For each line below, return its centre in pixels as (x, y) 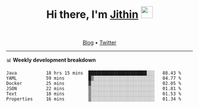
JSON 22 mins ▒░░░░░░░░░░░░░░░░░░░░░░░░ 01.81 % (94, 88)
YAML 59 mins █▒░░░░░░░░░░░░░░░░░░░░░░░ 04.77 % (94, 78)
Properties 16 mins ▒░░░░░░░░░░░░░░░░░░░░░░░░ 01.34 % (94, 99)
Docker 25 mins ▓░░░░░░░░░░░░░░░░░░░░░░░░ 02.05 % (94, 83)
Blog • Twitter (99, 42)
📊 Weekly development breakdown (51, 60)
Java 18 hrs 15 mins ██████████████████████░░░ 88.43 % (94, 73)
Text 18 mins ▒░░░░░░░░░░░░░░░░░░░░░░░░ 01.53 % (94, 94)
